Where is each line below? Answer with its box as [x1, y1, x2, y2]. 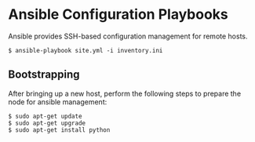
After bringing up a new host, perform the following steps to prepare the [8, 89, 242, 98]
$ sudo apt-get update [8, 112, 82, 120]
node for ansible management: [8, 96, 107, 107]
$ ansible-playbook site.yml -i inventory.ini [8, 46, 163, 54]
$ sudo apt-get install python [8, 126, 111, 134]
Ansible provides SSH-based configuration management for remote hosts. [8, 31, 248, 41]
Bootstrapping [8, 68, 80, 82]
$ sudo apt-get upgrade [8, 119, 86, 127]
